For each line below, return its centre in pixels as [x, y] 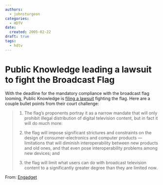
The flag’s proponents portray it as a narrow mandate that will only [91, 113]
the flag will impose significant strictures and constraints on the [88, 132]
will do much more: [43, 123]
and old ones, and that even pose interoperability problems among [91, 148]
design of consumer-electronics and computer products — [83, 138]
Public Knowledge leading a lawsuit [78, 69]
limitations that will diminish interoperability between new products [91, 143]
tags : [10, 41]
